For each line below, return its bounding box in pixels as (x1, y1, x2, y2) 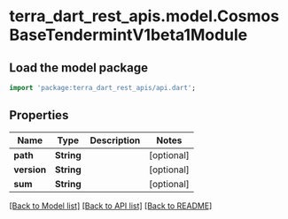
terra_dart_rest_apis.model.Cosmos (9, 6, 280, 26)
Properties (9, 108, 69, 123)
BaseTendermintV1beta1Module (9, 25, 248, 45)
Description (90, 134, 141, 147)
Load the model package (9, 60, 149, 75)
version (13, 163, 47, 176)
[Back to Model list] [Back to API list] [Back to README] (9, 200, 213, 211)
